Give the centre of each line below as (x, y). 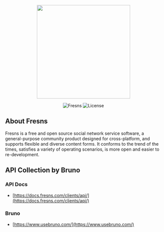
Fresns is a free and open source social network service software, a (75, 133)
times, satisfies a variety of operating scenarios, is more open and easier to (82, 149)
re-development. (22, 154)
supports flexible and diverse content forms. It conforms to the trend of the (82, 144)
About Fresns (27, 121)
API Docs (16, 185)
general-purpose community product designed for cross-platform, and (78, 138)
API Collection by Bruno (43, 170)
